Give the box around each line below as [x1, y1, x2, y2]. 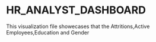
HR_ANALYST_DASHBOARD [6, 3, 147, 17]
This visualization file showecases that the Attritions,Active [6, 23, 150, 30]
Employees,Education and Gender [6, 29, 90, 36]
